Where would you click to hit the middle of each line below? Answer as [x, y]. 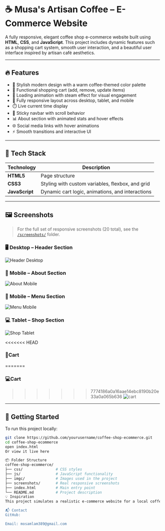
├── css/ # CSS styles [44, 469]
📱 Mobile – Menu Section [35, 296]
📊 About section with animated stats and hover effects [68, 118]
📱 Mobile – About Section [36, 273]
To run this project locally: [31, 429]
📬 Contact [16, 510]
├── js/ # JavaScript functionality [59, 474]
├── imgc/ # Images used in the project [61, 478]
